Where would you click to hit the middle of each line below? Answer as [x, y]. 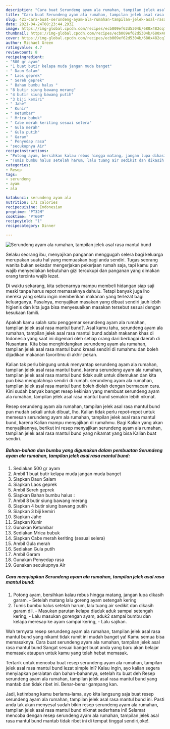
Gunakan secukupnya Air [39, 565]
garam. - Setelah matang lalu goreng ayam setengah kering [75, 600]
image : [13, 29]
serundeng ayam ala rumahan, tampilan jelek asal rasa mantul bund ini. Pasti [85, 699]
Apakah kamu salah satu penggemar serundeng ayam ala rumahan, [76, 322]
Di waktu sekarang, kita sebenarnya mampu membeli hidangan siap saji [80, 286]
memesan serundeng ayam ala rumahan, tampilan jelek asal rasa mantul [81, 417]
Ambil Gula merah [32, 543]
